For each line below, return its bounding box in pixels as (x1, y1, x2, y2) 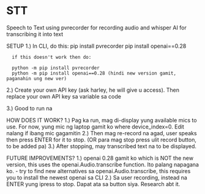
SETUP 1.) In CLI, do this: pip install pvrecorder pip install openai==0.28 (6, 42, 187, 50)
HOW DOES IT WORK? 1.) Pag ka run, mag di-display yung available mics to (6, 116, 197, 124)
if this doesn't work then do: (12, 54, 92, 60)
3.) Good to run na (6, 105, 53, 112)
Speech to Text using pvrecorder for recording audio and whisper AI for (6, 24, 187, 31)
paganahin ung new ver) (6, 75, 67, 81)
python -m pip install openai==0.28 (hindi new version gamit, (12, 70, 176, 76)
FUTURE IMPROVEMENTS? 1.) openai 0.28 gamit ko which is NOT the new (6, 154, 194, 162)
